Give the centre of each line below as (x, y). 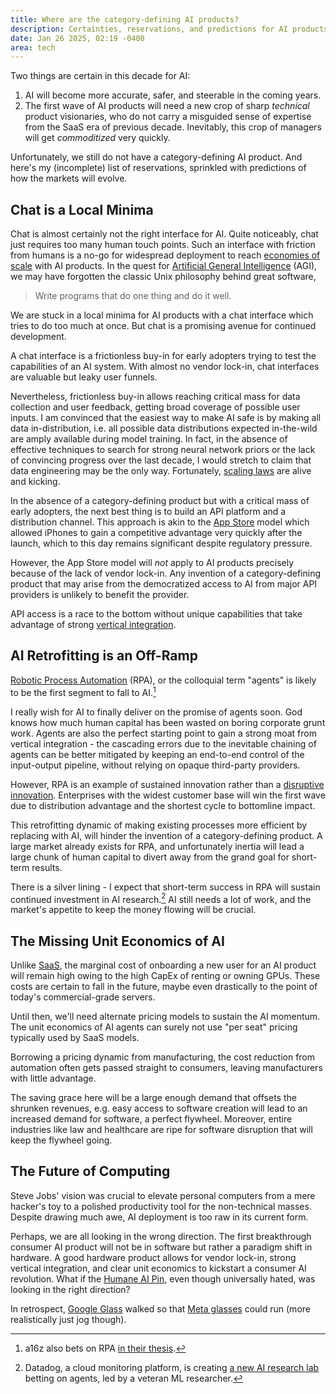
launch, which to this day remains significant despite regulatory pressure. (161, 543)
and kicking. (35, 482)
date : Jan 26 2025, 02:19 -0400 (77, 38)
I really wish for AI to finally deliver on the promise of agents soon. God (156, 712)
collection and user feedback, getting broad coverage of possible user (155, 407)
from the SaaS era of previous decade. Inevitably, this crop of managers (173, 127)
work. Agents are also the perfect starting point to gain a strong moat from (163, 733)
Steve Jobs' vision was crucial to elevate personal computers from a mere (163, 1195)
